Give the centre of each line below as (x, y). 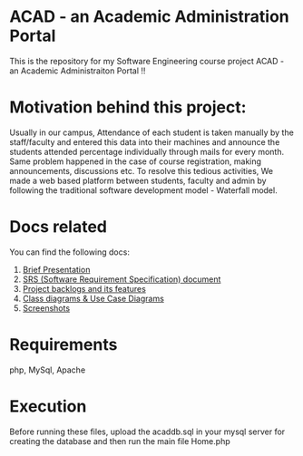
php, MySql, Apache (48, 370)
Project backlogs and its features (84, 288)
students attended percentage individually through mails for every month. (147, 151)
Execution (48, 406)
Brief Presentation (56, 269)
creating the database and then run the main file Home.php (120, 441)
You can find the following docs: (69, 252)
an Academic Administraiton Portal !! (78, 71)
